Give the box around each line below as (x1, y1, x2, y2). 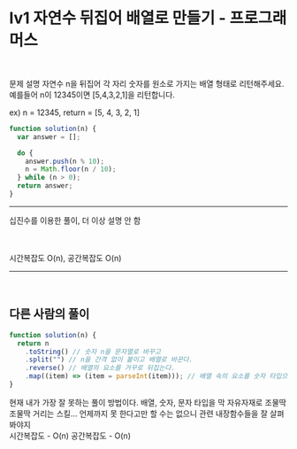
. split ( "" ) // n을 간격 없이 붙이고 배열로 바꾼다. (25, 355, 194, 364)
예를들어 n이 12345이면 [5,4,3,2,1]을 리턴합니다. (9, 89, 175, 100)
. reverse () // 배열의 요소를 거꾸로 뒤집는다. (25, 364, 175, 373)
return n (17, 338, 49, 348)
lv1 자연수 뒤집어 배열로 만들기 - (9, 8, 227, 28)
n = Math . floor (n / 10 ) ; (25, 165, 117, 174)
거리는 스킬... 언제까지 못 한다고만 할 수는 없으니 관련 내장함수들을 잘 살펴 (32, 408, 285, 419)
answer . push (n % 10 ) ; (25, 157, 104, 166)
